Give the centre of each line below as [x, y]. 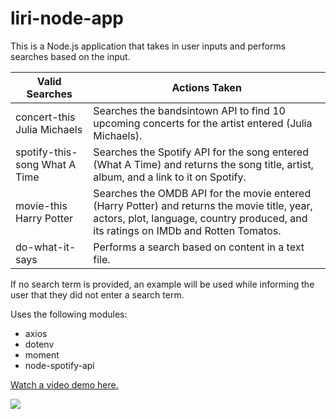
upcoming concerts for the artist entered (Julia [203, 123]
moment [42, 354]
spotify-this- [46, 152]
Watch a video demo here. [64, 384]
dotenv [39, 344]
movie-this [41, 205]
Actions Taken [206, 87]
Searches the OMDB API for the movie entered [202, 193]
